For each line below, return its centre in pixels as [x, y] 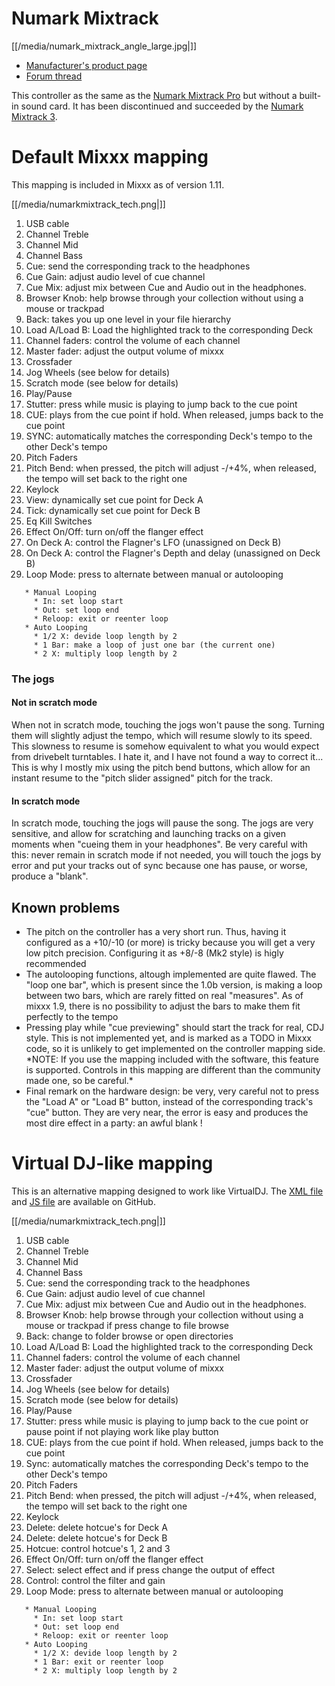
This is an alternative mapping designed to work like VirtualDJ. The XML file [167, 1191]
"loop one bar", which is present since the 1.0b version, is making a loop [174, 985]
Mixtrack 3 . [34, 116]
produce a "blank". [50, 876]
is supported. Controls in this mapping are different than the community [173, 1070]
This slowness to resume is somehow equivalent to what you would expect [165, 746]
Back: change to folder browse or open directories [129, 1336]
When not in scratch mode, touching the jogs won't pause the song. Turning [168, 725]
